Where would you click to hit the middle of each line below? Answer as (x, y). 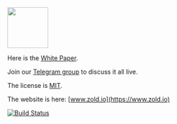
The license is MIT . (35, 85)
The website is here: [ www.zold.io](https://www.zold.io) (88, 99)
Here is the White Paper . (43, 58)
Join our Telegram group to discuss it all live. (73, 72)
